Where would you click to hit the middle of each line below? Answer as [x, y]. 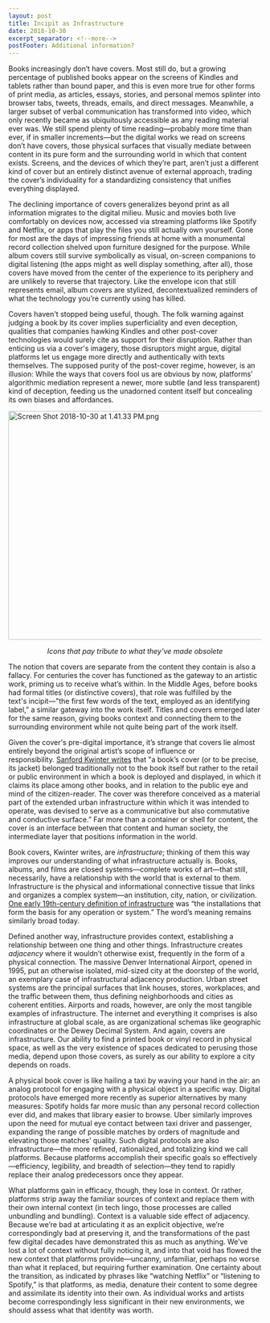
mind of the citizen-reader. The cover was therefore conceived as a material [134, 794]
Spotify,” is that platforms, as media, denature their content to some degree [133, 1285]
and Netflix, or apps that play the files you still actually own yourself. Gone [131, 230]
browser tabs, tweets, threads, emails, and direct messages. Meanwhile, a [131, 103]
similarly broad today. [44, 921]
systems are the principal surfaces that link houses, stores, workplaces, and [134, 988]
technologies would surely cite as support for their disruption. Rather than [131, 340]
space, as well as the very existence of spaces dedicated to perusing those [133, 1048]
